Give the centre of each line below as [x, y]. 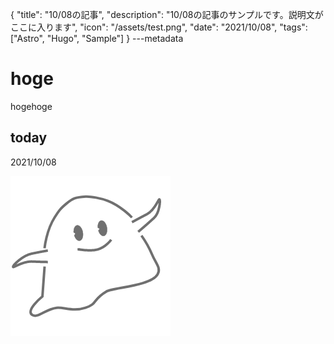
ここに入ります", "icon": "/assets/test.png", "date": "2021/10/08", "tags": [159, 27]
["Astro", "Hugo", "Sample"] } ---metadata [97, 38]
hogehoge [31, 106]
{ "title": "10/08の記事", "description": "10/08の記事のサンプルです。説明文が [167, 14]
